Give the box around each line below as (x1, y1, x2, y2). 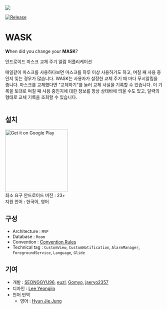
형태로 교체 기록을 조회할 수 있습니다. (5, 94, 77, 100)
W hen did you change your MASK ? (5, 48, 78, 54)
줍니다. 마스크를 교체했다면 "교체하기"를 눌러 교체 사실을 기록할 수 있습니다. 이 (5, 81, 157, 87)
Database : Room (12, 233, 45, 239)
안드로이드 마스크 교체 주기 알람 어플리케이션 (5, 58, 92, 64)
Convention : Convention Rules (12, 238, 76, 244)
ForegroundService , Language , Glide (12, 249, 85, 255)
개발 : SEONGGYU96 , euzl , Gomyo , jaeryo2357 (12, 279, 109, 285)
